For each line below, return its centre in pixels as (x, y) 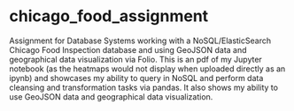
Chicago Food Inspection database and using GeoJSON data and (128, 49)
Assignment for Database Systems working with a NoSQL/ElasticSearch (140, 41)
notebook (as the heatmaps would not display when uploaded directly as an (147, 69)
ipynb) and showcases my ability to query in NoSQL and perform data (136, 78)
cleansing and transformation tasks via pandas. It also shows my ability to (144, 87)
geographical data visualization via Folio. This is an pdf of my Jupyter (136, 59)
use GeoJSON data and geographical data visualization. (111, 96)
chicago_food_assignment (109, 16)
